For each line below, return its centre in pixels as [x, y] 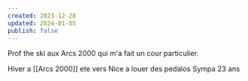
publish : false [33, 30]
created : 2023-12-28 [42, 16]
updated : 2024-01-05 [42, 23]
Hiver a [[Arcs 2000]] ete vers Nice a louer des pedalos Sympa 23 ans [124, 69]
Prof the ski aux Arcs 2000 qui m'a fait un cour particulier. [103, 54]
